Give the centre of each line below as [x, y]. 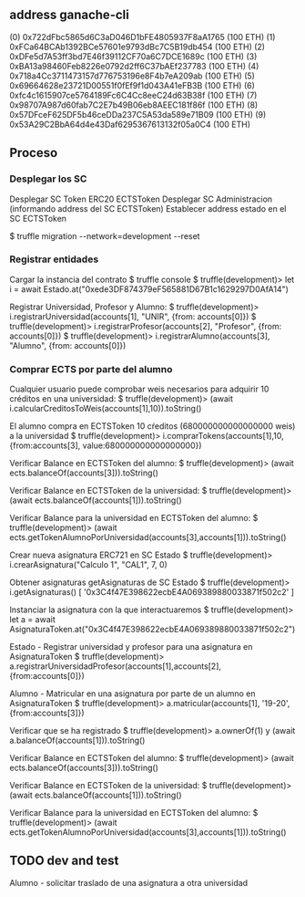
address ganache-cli [69, 15]
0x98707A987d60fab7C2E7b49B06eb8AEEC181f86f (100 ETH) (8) [134, 105]
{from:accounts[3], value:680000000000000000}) [106, 445]
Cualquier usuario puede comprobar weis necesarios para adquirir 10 [139, 389]
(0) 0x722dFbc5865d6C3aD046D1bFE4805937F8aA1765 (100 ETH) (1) [142, 37]
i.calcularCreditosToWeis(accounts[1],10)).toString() [106, 409]
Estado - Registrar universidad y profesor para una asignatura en [131, 647]
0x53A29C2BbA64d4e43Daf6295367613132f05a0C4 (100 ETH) [130, 124]
